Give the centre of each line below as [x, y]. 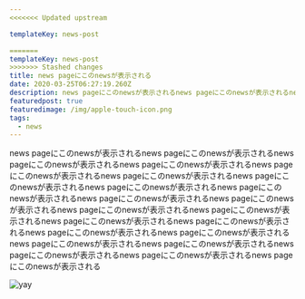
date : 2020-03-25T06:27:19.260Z [70, 84]
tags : [20, 118]
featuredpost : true [46, 101]
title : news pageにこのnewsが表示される [80, 76]
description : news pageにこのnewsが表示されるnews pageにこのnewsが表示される [149, 92]
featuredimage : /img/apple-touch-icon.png [91, 110]
